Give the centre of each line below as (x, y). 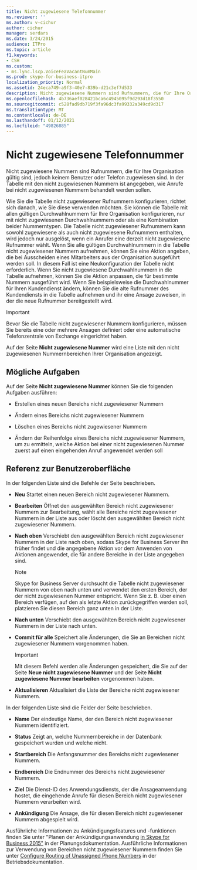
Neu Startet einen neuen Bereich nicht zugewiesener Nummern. (92, 494)
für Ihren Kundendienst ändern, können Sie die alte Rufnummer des (87, 288)
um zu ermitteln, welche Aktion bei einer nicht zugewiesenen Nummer (99, 444)
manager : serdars (27, 33)
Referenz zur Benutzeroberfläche (68, 469)
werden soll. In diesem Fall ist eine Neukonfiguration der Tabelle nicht (90, 263)
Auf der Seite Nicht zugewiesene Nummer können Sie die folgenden (89, 386)
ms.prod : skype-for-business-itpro (50, 77)
